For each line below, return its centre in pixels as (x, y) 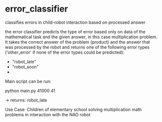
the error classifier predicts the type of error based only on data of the (75, 31)
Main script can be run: (28, 81)
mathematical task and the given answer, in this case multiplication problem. (81, 37)
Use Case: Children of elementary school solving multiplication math (73, 109)
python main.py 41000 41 (30, 91)
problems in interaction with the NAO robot (48, 114)
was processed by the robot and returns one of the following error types (77, 47)
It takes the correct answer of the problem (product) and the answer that (78, 42)
